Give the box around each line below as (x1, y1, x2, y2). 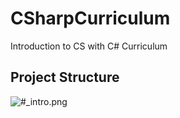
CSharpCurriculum (10, 7, 171, 30)
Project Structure (10, 69, 120, 86)
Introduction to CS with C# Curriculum (10, 40, 168, 52)
